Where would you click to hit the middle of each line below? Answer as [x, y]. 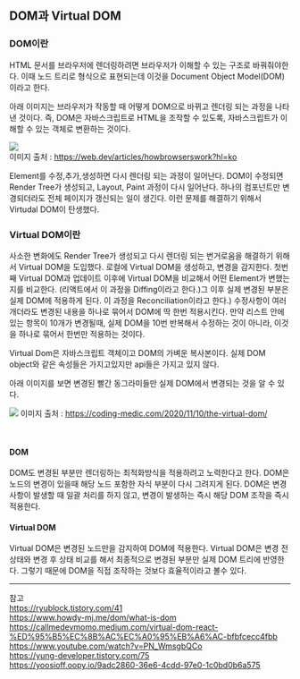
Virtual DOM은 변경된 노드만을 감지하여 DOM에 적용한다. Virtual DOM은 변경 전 [149, 548]
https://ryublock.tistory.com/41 [66, 608]
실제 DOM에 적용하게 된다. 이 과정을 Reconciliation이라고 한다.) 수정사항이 [140, 300]
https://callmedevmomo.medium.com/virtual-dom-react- [114, 627]
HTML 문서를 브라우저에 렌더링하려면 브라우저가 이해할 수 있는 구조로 [130, 64]
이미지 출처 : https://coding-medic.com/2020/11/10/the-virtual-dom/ [144, 413]
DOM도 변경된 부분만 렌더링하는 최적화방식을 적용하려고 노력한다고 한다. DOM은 [150, 473]
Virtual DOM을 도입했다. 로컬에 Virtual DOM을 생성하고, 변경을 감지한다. [145, 267]
